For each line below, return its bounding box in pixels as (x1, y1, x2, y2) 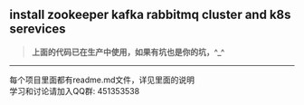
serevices (9, 22, 66, 37)
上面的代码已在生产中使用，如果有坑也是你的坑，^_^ (31, 46, 225, 57)
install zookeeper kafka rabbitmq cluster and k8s (9, 7, 291, 23)
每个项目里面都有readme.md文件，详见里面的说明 (9, 74, 195, 85)
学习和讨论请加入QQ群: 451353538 (9, 85, 140, 96)
